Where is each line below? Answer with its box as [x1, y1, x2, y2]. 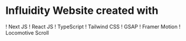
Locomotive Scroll [5, 29, 49, 36]
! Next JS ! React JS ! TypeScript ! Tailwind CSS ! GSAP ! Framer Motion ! [5, 23, 181, 30]
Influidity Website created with [5, 4, 159, 17]
